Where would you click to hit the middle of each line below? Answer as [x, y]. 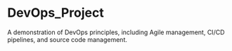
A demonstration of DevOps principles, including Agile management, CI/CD [116, 32]
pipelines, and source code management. [67, 39]
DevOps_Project [56, 13]
